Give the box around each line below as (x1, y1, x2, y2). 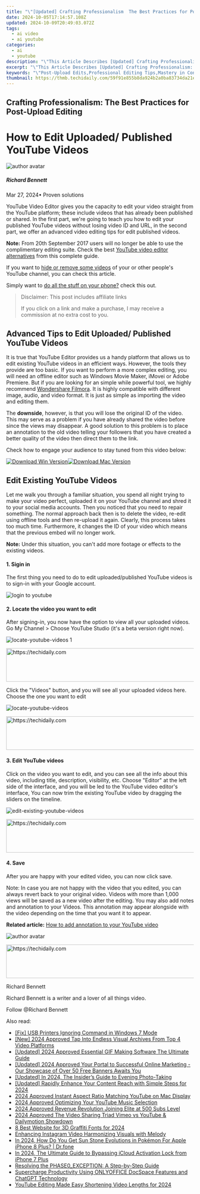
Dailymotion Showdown (14, 1118, 73, 1125)
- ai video (11, 31, 39, 37)
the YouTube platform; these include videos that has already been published (6, 209, 193, 216)
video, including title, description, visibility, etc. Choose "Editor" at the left (6, 776, 187, 783)
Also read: (6, 1017, 32, 1025)
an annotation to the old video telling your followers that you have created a (6, 428, 192, 436)
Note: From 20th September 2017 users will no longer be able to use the (6, 240, 183, 247)
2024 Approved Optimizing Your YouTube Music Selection (14, 1099, 158, 1106)
